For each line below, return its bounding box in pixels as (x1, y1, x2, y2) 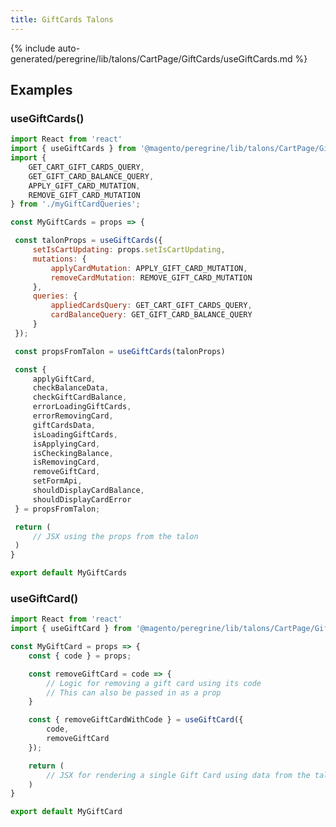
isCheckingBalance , (32, 448, 114, 458)
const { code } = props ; (28, 651, 132, 661)
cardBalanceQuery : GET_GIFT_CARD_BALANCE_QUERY (50, 310, 253, 320)
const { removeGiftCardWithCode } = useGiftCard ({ (28, 715, 244, 725)
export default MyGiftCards (10, 568, 128, 578)
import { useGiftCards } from (10, 144, 137, 154)
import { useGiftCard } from (10, 624, 132, 634)
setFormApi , (32, 476, 83, 486)
